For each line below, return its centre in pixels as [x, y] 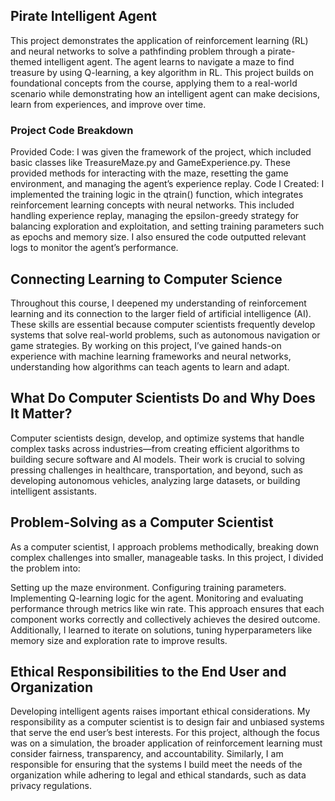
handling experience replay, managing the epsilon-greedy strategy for [155, 216]
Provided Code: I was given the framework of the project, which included [161, 152]
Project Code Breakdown [72, 130]
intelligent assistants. [54, 491]
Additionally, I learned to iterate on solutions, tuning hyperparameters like [161, 630]
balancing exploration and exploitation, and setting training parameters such [167, 226]
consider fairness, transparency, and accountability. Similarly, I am [147, 754]
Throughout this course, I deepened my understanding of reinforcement [158, 303]
